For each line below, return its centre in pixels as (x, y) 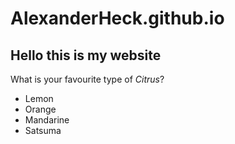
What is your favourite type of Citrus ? (87, 79)
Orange (40, 109)
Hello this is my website (86, 55)
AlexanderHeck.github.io (117, 18)
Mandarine (47, 120)
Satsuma (43, 130)
